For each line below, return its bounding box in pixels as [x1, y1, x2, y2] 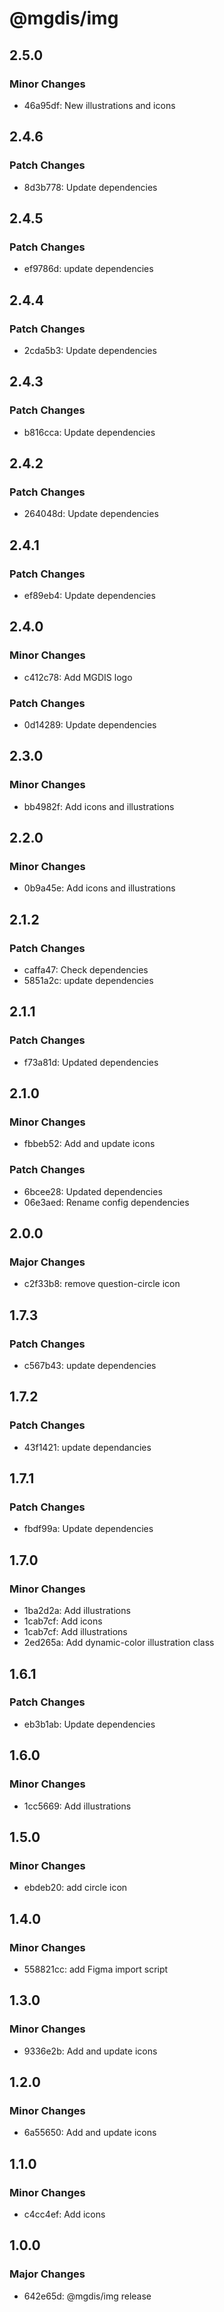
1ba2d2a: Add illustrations [23, 1605, 131, 1617]
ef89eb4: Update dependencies [23, 590, 156, 601]
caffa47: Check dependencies [23, 964, 149, 976]
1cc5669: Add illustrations [23, 1800, 132, 1812]
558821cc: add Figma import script [23, 1963, 169, 1975]
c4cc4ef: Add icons [23, 2208, 106, 2220]
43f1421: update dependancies [23, 1441, 152, 1453]
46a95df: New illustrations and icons [23, 99, 176, 111]
